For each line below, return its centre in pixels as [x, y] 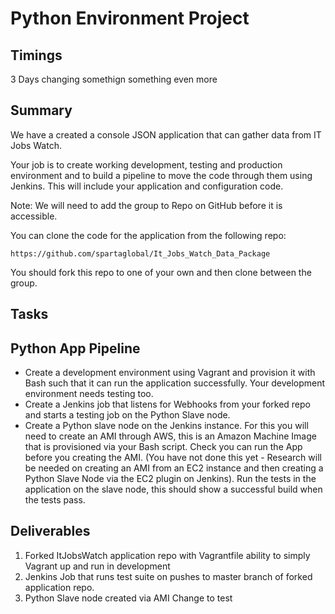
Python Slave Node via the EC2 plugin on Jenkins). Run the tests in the [170, 479]
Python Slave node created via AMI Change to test [128, 598]
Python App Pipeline [75, 348]
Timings [36, 55]
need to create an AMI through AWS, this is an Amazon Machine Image [170, 436]
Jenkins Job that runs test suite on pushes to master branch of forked [168, 576]
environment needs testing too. [89, 394]
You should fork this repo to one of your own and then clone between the [161, 272]
